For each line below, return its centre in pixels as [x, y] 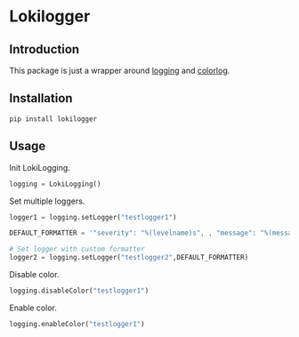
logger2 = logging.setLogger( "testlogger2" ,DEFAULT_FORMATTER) [129, 258]
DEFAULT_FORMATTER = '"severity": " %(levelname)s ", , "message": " [137, 233]
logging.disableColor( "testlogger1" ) [79, 291]
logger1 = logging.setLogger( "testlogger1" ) [93, 217]
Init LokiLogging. [40, 167]
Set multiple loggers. [47, 201]
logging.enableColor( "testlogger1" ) [77, 324]
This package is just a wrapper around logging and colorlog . [120, 70]
